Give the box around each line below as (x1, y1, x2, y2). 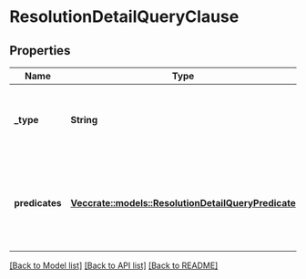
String (70, 114, 98, 126)
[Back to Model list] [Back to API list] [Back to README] (9, 260, 219, 271)
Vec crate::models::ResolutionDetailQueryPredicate (70, 197, 296, 209)
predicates (14, 197, 62, 209)
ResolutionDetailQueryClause (9, 6, 240, 27)
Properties (9, 43, 71, 58)
